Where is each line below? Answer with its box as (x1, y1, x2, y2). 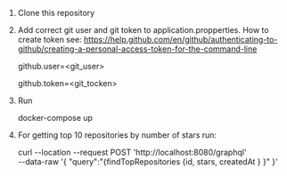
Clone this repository (17, 8, 95, 18)
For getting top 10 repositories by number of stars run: (17, 130, 217, 140)
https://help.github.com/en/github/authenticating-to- (83, 35, 278, 44)
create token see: (17, 35, 82, 44)
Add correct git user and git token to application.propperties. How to (17, 25, 269, 35)
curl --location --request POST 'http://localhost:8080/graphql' (17, 147, 247, 157)
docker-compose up (17, 113, 94, 123)
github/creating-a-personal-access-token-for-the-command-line (17, 44, 258, 54)
